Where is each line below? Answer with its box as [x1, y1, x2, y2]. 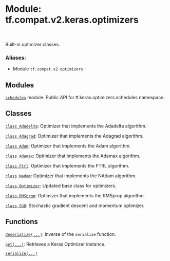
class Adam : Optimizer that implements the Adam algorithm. [5, 142, 131, 149]
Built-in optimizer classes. [5, 41, 60, 47]
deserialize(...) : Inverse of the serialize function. [5, 231, 117, 237]
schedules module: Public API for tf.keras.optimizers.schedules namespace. [5, 95, 165, 101]
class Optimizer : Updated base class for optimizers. [5, 182, 117, 189]
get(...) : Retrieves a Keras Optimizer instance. [5, 241, 106, 247]
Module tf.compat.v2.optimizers [12, 66, 83, 72]
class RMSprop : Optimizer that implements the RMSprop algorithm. [5, 192, 145, 198]
